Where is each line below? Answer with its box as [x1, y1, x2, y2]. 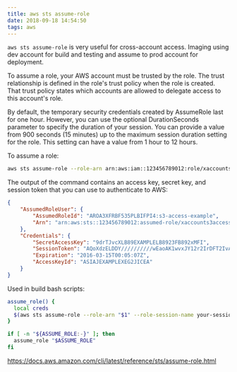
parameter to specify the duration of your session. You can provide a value [7, 123, 225, 132]
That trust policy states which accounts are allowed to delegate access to [7, 86, 221, 95]
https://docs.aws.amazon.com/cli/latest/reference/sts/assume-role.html [7, 356, 217, 365]
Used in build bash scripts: [7, 284, 85, 293]
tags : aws [7, 23, 37, 30]
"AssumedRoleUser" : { [20, 206, 83, 213]
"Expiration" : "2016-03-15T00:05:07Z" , [32, 252, 150, 259]
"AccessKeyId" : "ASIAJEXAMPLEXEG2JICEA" [32, 259, 153, 266]
